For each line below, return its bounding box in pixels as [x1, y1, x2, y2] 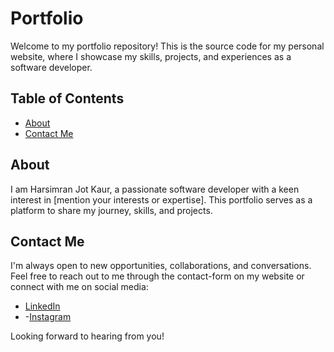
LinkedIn [24, 300, 61, 312]
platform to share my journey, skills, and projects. [10, 204, 213, 216]
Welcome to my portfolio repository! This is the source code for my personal [10, 40, 325, 52]
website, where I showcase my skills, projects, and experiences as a [10, 50, 292, 62]
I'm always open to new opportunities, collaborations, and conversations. [10, 260, 312, 272]
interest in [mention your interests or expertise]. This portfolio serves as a [10, 193, 313, 206]
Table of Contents [10, 90, 125, 107]
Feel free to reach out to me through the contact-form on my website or [10, 270, 305, 282]
